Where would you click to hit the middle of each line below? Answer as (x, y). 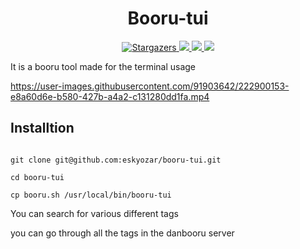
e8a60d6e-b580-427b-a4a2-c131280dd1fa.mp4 (110, 96)
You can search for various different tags (94, 213)
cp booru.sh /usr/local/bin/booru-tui (91, 195)
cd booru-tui (37, 177)
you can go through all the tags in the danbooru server (122, 233)
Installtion (42, 128)
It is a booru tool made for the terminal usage (103, 66)
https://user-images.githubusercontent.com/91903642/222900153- (150, 86)
